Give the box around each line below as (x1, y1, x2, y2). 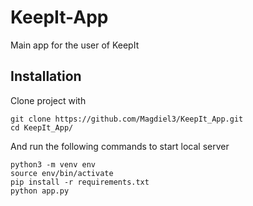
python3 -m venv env (10, 159, 97, 170)
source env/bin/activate (10, 168, 114, 178)
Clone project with (10, 94, 87, 106)
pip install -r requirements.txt (10, 177, 150, 187)
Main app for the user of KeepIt (10, 39, 140, 51)
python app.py (10, 186, 70, 196)
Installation (10, 68, 82, 85)
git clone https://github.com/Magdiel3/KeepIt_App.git (10, 114, 244, 124)
